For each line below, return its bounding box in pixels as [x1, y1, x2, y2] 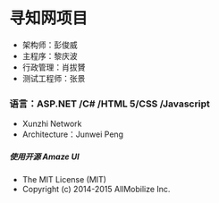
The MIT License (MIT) [21, 174, 107, 185]
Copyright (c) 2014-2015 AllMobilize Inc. [21, 184, 171, 195]
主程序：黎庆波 [21, 50, 78, 61]
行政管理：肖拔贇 [21, 62, 86, 72]
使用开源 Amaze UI [9, 151, 80, 162]
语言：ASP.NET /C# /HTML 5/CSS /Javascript [9, 97, 210, 110]
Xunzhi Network [21, 118, 82, 130]
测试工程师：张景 [21, 72, 86, 83]
